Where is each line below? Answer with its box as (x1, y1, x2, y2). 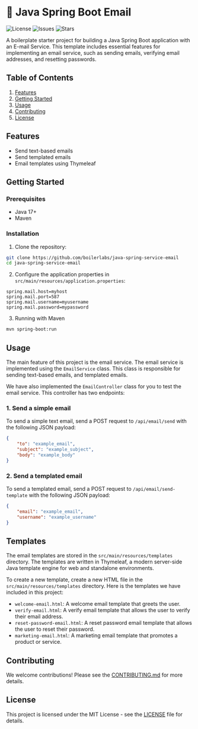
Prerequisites (6, 195, 46, 203)
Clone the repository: (14, 243, 67, 250)
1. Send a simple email (6, 404, 71, 412)
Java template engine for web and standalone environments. (6, 565, 154, 572)
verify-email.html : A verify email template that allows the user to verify (14, 607, 191, 614)
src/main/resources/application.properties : (14, 277, 126, 285)
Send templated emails (14, 153, 71, 160)
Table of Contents (6, 73, 74, 83)
